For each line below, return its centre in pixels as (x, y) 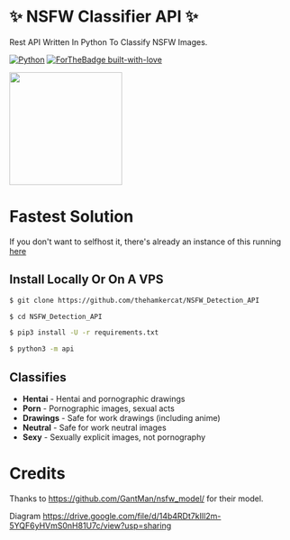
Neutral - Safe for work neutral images (94, 427)
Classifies (38, 377)
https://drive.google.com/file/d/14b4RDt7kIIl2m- (132, 516)
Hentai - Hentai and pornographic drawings (104, 399)
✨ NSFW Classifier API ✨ (104, 17)
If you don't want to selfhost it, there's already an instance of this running (145, 242)
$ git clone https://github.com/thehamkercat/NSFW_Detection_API (134, 300)
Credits (37, 474)
